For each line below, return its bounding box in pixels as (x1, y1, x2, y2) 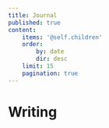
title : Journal (8, 11, 58, 20)
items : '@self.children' (22, 33, 103, 41)
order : (22, 41, 44, 48)
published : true (8, 19, 61, 27)
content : (8, 26, 37, 34)
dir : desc (36, 55, 68, 63)
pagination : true (22, 69, 79, 77)
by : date (36, 48, 65, 55)
